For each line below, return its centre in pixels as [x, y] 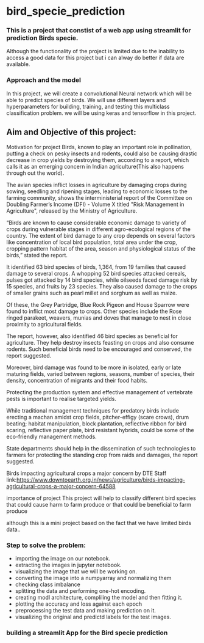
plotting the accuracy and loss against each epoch [79, 604]
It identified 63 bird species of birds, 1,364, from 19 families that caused [96, 266]
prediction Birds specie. [42, 38]
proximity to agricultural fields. [45, 324]
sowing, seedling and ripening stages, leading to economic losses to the [97, 191]
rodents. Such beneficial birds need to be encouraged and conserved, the [99, 349]
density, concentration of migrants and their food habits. [77, 380]
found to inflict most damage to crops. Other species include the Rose [94, 311]
